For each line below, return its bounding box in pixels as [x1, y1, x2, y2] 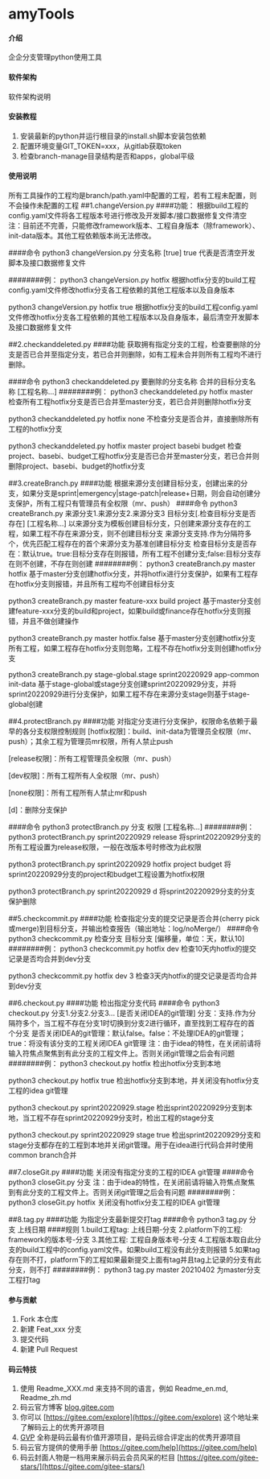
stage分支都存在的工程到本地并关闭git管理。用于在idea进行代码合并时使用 [8, 1140, 254, 1150]
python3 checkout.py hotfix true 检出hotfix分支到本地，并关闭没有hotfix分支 [8, 1076, 260, 1085]
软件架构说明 [8, 92, 51, 101]
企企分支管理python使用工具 [8, 52, 102, 62]
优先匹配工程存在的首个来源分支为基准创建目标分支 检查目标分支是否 [22, 539, 250, 548]
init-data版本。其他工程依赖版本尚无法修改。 [8, 231, 156, 240]
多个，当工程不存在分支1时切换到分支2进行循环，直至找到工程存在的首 [22, 1018, 256, 1027]
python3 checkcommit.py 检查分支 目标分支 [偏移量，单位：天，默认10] [8, 934, 245, 943]
